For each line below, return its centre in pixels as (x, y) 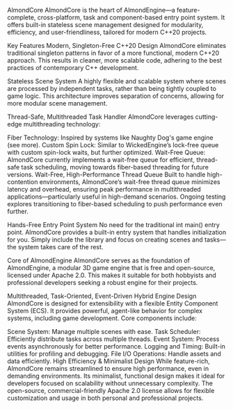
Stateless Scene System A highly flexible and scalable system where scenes (117, 81)
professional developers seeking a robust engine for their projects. (103, 283)
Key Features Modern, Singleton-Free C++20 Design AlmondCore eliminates (117, 45)
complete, (22, 17)
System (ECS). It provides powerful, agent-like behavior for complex (105, 311)
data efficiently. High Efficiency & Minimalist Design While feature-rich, (109, 361)
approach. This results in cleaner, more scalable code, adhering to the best (115, 60)
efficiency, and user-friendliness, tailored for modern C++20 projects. (107, 32)
